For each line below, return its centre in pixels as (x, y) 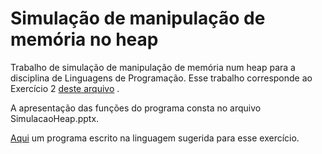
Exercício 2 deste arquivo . (65, 88)
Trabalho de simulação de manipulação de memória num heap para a (153, 67)
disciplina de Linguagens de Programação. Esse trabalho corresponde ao (161, 78)
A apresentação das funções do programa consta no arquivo (136, 108)
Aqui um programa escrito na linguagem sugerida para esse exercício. (155, 138)
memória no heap (84, 39)
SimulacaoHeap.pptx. (55, 118)
